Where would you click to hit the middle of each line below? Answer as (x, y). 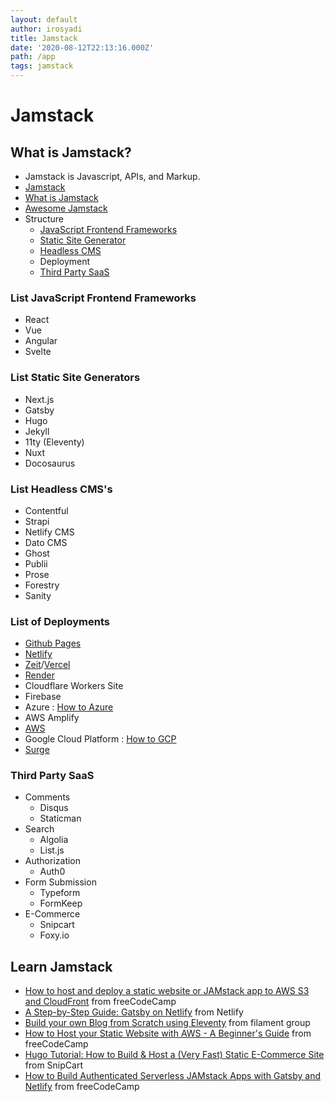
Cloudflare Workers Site (74, 686)
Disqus (54, 808)
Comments (47, 797)
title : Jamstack (44, 38)
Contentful (46, 510)
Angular (41, 341)
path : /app (33, 57)
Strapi (37, 521)
